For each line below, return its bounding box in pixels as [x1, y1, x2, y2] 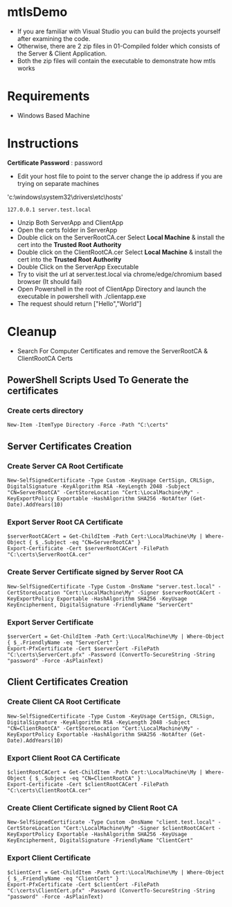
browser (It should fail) [17, 277, 82, 285]
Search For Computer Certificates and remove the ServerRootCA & [17, 346, 208, 355]
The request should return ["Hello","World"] [17, 299, 142, 307]
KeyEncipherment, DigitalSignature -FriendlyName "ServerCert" [7, 601, 194, 608]
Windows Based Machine [17, 111, 90, 119]
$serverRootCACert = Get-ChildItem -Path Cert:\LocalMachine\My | [7, 533, 203, 540]
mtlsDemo [7, 4, 68, 20]
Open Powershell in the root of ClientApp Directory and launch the [17, 285, 206, 293]
